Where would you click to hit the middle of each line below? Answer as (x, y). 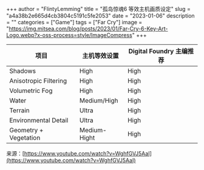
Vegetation (25, 138)
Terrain (20, 110)
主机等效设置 (101, 56)
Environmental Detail (39, 120)
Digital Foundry (151, 51)
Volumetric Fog (31, 91)
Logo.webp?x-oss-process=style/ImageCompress (69, 35)
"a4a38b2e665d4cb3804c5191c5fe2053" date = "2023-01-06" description (101, 16)
